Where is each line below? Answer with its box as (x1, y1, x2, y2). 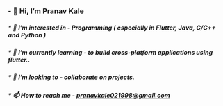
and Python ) (8, 30, 47, 39)
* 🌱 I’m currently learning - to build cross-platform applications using (8, 48, 213, 56)
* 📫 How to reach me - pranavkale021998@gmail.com (8, 91, 171, 99)
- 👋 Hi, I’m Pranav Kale (8, 6, 84, 16)
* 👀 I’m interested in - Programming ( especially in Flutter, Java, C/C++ (8, 24, 216, 32)
